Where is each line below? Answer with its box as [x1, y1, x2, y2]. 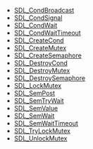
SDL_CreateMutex [13, 44, 67, 52]
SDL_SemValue [13, 104, 58, 112]
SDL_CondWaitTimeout [13, 28, 81, 37]
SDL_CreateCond [13, 36, 65, 45]
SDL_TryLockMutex [13, 127, 70, 135]
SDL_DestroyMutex [13, 67, 70, 74]
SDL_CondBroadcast [13, 6, 75, 14]
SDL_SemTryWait [13, 96, 65, 105]
